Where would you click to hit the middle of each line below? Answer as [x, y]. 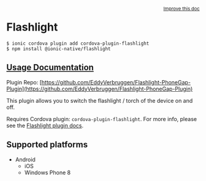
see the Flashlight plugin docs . [45, 125]
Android [25, 159]
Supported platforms [47, 145]
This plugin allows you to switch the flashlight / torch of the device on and [100, 100]
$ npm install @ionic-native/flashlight [59, 49]
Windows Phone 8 [48, 172]
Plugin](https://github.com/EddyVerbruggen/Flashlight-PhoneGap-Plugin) [100, 89]
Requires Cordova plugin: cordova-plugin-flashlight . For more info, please [102, 119]
